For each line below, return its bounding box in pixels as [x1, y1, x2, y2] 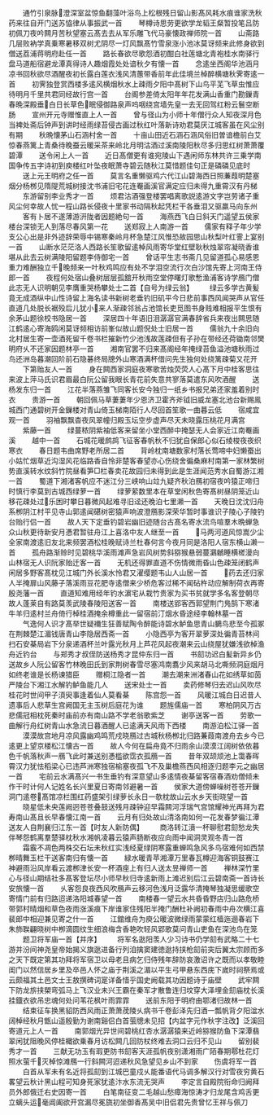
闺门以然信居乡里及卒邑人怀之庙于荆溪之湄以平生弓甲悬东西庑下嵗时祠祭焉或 [8, 965, 265, 974]
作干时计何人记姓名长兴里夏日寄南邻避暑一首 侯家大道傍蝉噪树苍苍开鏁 [8, 782, 260, 791]
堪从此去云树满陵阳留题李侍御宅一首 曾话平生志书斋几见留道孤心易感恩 [8, 252, 260, 261]
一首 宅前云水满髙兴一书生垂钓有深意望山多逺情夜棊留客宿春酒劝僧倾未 [8, 771, 260, 781]
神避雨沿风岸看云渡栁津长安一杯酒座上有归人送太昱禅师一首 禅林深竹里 [8, 863, 260, 872]
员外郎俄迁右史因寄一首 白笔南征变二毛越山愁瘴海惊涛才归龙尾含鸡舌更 [8, 1087, 260, 1096]
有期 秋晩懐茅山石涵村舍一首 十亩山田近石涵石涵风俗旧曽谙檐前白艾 [8, 130, 262, 139]
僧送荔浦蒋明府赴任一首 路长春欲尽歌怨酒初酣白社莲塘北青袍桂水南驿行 [8, 49, 260, 58]
